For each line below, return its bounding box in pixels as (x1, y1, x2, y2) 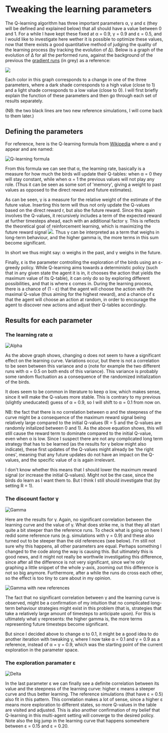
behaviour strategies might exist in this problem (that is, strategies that (16, 605, 162, 611)
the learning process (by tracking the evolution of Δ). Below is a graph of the (5, 47, 163, 53)
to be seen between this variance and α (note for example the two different (5, 363, 160, 369)
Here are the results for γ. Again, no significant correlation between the (5, 516, 152, 522)
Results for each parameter (5, 316, 93, 325)
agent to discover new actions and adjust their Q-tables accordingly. (5, 302, 147, 308)
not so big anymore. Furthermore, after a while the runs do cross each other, (5, 570, 163, 576)
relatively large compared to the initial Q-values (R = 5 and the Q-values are (5, 420, 161, 426)
